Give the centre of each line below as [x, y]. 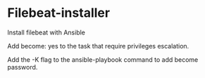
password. [23, 67]
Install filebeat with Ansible [46, 32]
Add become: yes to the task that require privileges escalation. [98, 46]
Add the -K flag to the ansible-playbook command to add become [103, 59]
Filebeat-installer [59, 13]
